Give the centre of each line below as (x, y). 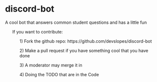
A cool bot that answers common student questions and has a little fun (76, 22)
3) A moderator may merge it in (51, 65)
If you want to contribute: (38, 32)
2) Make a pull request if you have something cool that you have (84, 50)
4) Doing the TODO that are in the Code (59, 74)
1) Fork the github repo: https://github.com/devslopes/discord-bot (86, 41)
